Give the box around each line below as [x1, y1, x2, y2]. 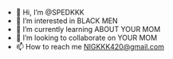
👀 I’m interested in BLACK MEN [15, 16, 118, 26]
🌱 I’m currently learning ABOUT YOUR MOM [15, 25, 161, 33]
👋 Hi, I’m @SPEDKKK [15, 8, 85, 17]
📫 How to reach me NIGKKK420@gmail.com [15, 42, 165, 51]
